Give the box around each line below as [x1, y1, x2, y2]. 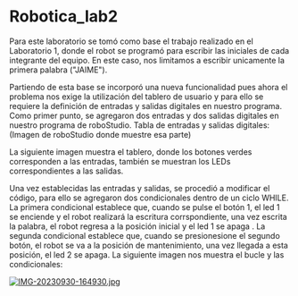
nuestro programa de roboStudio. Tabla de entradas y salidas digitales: [9, 119, 270, 131]
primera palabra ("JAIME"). [9, 64, 108, 75]
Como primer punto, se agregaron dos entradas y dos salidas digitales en [9, 110, 279, 121]
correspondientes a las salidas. [9, 165, 124, 176]
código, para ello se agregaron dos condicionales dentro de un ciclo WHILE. [9, 192, 289, 203]
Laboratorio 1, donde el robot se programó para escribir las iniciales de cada [9, 45, 290, 55]
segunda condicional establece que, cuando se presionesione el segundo [9, 230, 281, 241]
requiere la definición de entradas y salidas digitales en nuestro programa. [9, 100, 283, 111]
